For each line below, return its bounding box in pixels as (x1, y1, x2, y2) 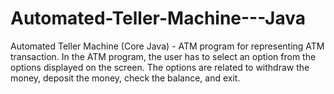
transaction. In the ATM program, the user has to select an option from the (10, 50, 317, 62)
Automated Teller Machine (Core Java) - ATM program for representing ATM (10, 40, 325, 52)
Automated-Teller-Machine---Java (10, 7, 306, 30)
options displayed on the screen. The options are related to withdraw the (10, 61, 310, 73)
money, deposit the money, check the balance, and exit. (10, 72, 241, 84)
